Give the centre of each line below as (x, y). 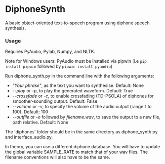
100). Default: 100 (30, 112)
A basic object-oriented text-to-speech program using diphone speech (77, 23)
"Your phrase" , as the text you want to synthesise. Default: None (78, 85)
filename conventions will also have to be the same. (58, 157)
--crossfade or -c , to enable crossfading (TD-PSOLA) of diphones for (83, 96)
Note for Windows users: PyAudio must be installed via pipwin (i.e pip (76, 61)
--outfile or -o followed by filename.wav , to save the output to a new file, (86, 117)
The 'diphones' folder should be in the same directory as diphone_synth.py (82, 132)
